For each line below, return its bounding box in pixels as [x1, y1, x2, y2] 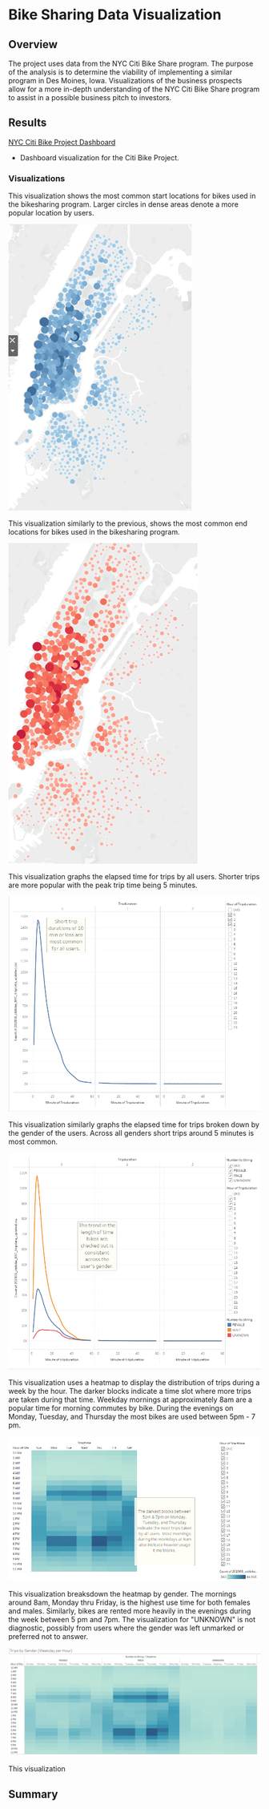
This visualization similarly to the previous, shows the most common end [8, 519, 248, 528]
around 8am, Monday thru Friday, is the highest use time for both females [8, 1597, 251, 1607]
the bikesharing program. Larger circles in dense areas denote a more [8, 200, 239, 209]
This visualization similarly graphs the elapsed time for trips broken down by [8, 1120, 260, 1129]
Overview [8, 38, 58, 51]
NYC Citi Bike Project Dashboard [8, 137, 116, 147]
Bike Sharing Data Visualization [8, 6, 222, 24]
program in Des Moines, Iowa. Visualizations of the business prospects [8, 76, 243, 85]
